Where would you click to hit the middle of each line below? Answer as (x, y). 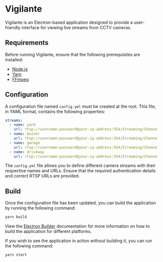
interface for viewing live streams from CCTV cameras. (77, 27)
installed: (14, 60)
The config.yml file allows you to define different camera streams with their (81, 165)
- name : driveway (27, 152)
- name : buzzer (25, 134)
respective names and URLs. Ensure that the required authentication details (81, 171)
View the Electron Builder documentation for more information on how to (78, 226)
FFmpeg (20, 79)
